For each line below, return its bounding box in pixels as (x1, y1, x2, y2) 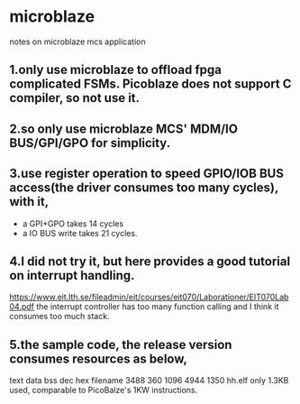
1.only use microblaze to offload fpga (9, 62, 223, 78)
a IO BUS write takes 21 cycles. (22, 227, 138, 238)
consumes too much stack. (9, 311, 110, 322)
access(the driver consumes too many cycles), (9, 180, 279, 196)
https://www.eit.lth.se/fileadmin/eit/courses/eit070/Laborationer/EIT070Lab (9, 291, 289, 303)
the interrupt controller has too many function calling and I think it (35, 301, 279, 312)
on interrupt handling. (9, 268, 135, 283)
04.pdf (9, 301, 34, 312)
